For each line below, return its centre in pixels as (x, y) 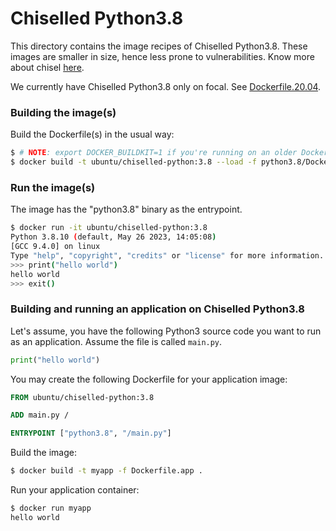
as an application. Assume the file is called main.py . (116, 341)
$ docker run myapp (51, 508)
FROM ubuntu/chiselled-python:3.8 (82, 397)
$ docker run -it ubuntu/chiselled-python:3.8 (109, 228)
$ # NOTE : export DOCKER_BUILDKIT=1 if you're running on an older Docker (169, 153)
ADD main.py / (40, 415)
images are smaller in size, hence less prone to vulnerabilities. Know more (162, 56)
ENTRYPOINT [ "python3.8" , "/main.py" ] (91, 433)
